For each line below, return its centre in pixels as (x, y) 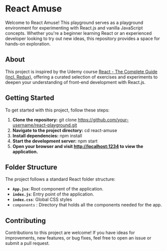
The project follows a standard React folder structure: (60, 179)
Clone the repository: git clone (44, 119)
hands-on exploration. (28, 43)
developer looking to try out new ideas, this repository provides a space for (82, 38)
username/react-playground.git (45, 125)
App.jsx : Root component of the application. (58, 189)
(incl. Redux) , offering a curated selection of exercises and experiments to (81, 77)
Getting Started (30, 98)
